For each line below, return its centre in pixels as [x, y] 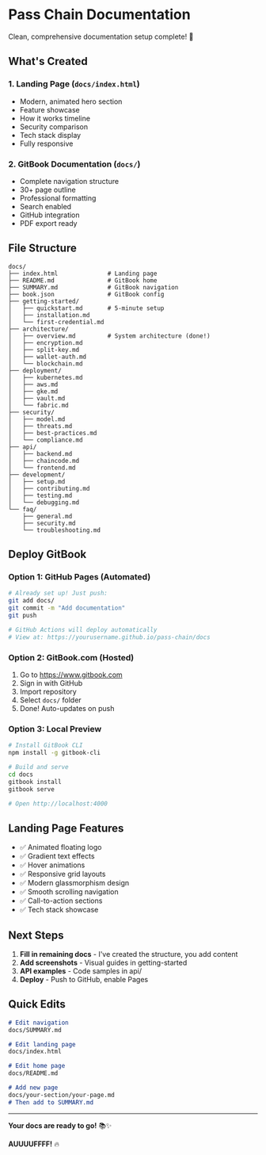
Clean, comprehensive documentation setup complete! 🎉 [101, 36]
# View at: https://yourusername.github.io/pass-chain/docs [110, 637]
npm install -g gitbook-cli [55, 753]
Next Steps [36, 935]
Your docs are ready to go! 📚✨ [60, 1125]
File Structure [42, 249]
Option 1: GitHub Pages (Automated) [80, 577]
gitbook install [35, 782]
